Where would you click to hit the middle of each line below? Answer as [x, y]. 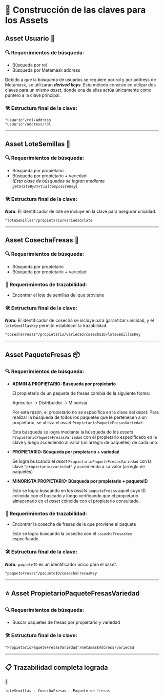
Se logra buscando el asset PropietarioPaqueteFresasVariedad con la [82, 461]
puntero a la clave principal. [33, 95]
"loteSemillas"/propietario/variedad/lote [49, 221]
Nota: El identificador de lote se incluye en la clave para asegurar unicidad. [81, 211]
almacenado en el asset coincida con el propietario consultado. [76, 501]
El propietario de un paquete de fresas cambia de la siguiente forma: [81, 393]
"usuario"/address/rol [28, 124]
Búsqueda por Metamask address [46, 70]
